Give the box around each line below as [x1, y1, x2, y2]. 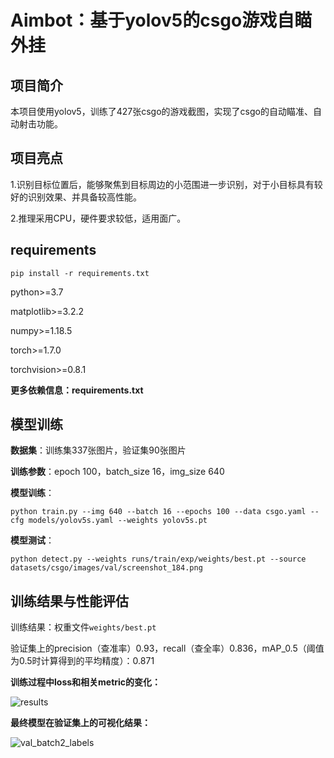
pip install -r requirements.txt [10, 268, 150, 278]
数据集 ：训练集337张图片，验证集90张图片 [10, 444, 187, 456]
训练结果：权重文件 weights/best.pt [10, 621, 157, 633]
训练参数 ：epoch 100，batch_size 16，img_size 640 [10, 466, 225, 478]
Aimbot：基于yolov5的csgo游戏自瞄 [10, 9, 313, 32]
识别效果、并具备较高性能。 [27, 191, 142, 203]
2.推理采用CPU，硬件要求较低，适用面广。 [10, 212, 187, 224]
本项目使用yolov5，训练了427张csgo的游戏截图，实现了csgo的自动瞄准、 [10, 106, 313, 117]
